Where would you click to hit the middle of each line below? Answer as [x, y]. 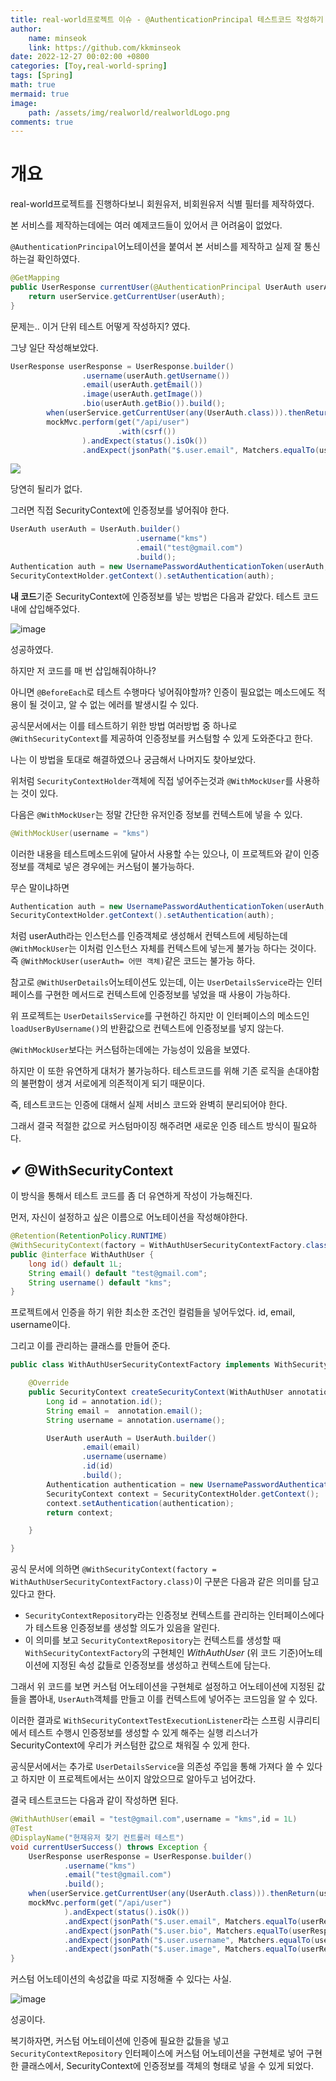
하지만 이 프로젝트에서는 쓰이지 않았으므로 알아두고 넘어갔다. [138, 1779]
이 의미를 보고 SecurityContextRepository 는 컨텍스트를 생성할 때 [153, 1640]
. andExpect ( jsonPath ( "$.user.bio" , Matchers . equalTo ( [178, 1931]
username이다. [40, 1325]
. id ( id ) [97, 1466]
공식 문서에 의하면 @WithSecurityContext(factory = [113, 1569]
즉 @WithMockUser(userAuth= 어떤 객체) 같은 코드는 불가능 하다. [133, 961]
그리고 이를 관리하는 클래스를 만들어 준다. [90, 1346]
